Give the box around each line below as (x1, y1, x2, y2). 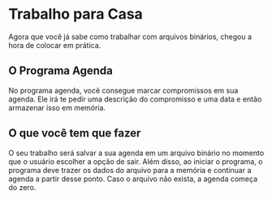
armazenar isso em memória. (8, 102, 106, 112)
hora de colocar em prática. (8, 40, 101, 50)
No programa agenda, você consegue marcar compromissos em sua (8, 85, 239, 95)
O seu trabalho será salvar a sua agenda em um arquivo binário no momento (8, 148, 265, 158)
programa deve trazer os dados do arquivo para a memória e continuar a (8, 165, 252, 175)
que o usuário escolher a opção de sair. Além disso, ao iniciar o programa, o (8, 156, 263, 167)
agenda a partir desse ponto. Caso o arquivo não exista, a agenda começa (8, 174, 258, 184)
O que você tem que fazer (8, 127, 141, 141)
